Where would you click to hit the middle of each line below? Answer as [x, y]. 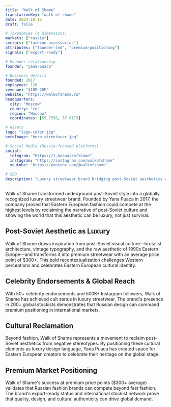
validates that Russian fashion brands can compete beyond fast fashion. [81, 388]
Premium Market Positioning [51, 370]
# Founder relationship [31, 62]
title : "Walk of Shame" [31, 10]
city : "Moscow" [26, 104]
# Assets [15, 128]
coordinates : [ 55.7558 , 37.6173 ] [45, 118]
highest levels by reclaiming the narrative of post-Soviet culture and [76, 210]
